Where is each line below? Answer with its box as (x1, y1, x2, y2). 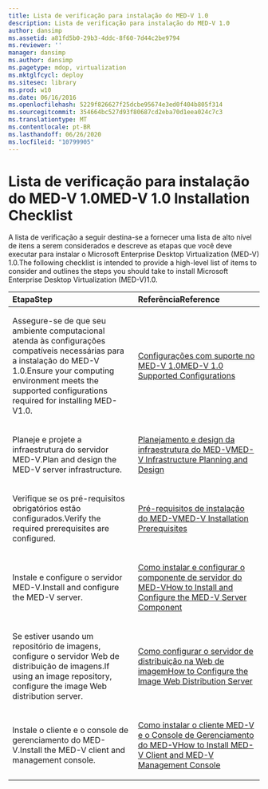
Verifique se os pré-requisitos (12, 493, 125, 504)
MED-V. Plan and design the (12, 454, 117, 466)
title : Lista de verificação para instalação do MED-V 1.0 (8, 11, 209, 20)
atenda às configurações (12, 335, 106, 347)
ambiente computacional (12, 325, 105, 336)
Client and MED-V (145, 750, 214, 761)
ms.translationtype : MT (8, 116, 88, 124)
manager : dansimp (8, 49, 66, 57)
